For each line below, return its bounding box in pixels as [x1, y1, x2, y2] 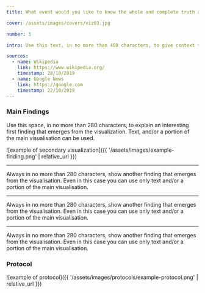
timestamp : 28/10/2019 [17, 70, 75, 76]
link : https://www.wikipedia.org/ [17, 65, 105, 71]
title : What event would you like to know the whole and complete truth [6, 9, 195, 15]
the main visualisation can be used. [6, 134, 95, 141]
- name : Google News [12, 76, 64, 82]
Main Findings [6, 108, 49, 116]
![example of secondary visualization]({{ [6, 146, 108, 154]
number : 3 [6, 31, 32, 37]
